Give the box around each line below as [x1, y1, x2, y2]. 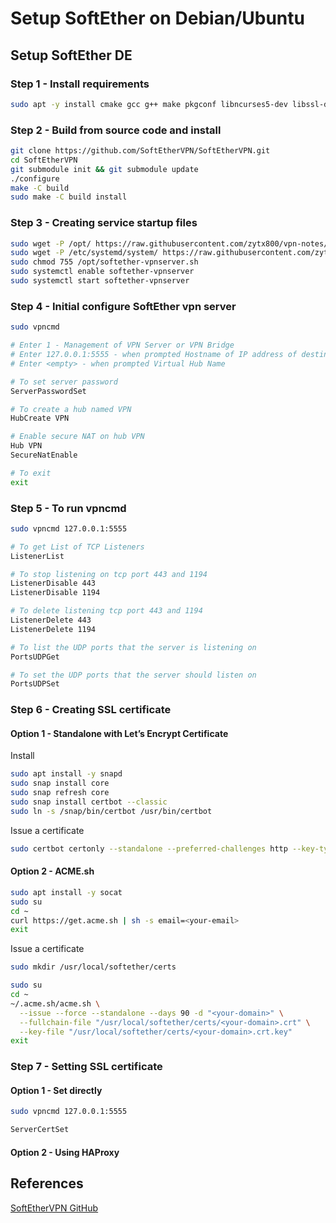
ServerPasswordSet [10, 386, 87, 396]
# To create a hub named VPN [10, 404, 132, 414]
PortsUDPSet [10, 679, 60, 689]
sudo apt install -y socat [10, 887, 123, 897]
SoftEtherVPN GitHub [10, 1202, 99, 1214]
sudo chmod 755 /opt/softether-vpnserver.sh [10, 257, 199, 267]
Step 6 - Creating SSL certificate [10, 703, 172, 717]
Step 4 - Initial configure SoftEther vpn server [10, 299, 237, 313]
